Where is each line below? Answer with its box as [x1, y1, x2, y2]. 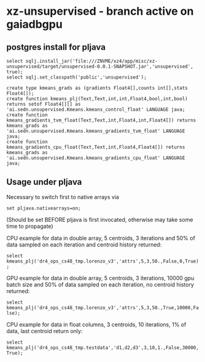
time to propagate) [6, 222, 53, 230]
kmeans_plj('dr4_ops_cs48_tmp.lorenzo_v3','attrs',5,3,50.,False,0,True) [6, 258, 199, 264]
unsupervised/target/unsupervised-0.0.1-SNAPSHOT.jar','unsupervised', [6, 63, 193, 69]
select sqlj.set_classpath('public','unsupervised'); [6, 74, 147, 81]
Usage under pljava [6, 177, 82, 187]
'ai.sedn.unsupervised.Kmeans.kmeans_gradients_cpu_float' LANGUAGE [6, 155, 185, 161]
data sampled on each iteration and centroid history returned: [6, 241, 162, 248]
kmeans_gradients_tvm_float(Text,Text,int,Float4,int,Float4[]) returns [6, 117, 196, 124]
